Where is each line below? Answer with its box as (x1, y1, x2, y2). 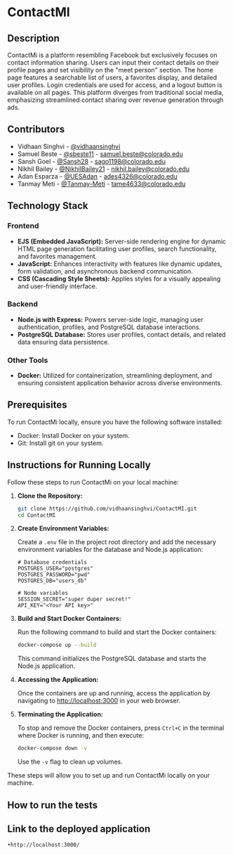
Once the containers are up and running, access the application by (17, 689, 211, 697)
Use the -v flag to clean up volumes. (17, 757, 123, 766)
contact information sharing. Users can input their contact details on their (7, 58, 220, 67)
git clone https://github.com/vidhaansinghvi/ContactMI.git (17, 505, 197, 512)
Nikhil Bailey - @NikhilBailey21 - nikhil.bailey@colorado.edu (17, 165, 190, 173)
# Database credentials (17, 559, 88, 566)
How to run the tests (7, 799, 98, 811)
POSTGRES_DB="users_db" (17, 577, 88, 584)
